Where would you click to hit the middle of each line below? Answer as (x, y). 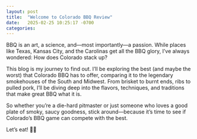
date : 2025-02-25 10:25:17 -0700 (50, 22)
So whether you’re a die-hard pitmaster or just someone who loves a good (97, 106)
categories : (21, 28)
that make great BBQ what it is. (44, 94)
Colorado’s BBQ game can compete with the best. (67, 118)
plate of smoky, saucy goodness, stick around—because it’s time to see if (96, 112)
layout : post (22, 12)
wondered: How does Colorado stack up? (57, 57)
